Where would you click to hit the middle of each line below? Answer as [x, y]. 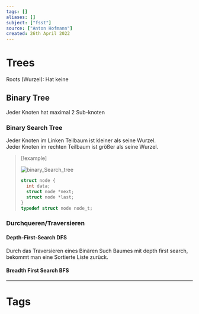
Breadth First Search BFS [38, 271]
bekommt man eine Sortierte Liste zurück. [57, 257]
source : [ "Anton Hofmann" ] [39, 28]
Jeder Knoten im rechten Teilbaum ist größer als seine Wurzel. [82, 147]
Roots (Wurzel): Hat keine [38, 79]
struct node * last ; [50, 197]
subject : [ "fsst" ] [29, 23]
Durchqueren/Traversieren [45, 223]
